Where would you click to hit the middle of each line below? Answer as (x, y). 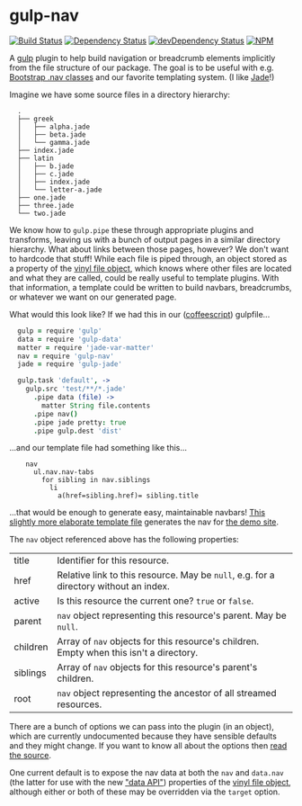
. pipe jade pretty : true (80, 422)
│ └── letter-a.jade (60, 190)
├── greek (36, 119)
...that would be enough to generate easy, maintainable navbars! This (138, 513)
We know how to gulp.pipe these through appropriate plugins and (132, 229)
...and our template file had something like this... (98, 448)
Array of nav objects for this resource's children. (158, 641)
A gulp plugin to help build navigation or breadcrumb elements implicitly (142, 58)
